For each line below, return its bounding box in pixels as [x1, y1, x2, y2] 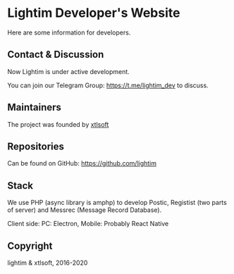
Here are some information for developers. [7, 28, 131, 37]
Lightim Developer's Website [7, 5, 180, 21]
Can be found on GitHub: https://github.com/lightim [7, 159, 157, 168]
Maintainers [7, 101, 62, 113]
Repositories [7, 140, 65, 152]
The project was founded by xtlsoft [7, 120, 109, 128]
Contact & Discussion [7, 49, 104, 61]
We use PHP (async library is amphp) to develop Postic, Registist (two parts [7, 199, 227, 207]
